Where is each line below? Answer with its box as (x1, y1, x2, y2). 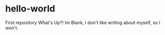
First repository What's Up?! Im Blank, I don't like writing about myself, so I (5, 19, 160, 25)
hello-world (5, 3, 56, 14)
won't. (5, 24, 19, 30)
